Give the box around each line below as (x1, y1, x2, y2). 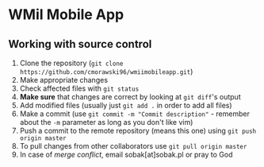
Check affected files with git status (19, 83, 140, 93)
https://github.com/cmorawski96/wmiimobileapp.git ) (19, 67, 193, 76)
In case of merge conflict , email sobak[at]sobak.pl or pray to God (19, 150, 233, 159)
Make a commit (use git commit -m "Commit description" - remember (19, 109, 250, 118)
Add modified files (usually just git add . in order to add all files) (19, 101, 232, 110)
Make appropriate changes (19, 76, 109, 84)
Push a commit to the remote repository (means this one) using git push (19, 126, 257, 135)
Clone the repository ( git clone (19, 58, 124, 68)
